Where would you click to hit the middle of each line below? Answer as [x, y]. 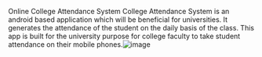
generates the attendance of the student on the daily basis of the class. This [131, 28]
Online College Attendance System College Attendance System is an [119, 11]
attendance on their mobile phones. [65, 45]
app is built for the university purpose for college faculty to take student [124, 36]
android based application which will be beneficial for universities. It [118, 20]
